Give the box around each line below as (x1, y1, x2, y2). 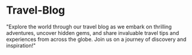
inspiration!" (6, 42, 36, 49)
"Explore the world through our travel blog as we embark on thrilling (6, 23, 172, 30)
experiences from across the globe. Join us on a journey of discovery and (6, 35, 187, 43)
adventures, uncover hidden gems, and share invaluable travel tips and (6, 29, 180, 36)
